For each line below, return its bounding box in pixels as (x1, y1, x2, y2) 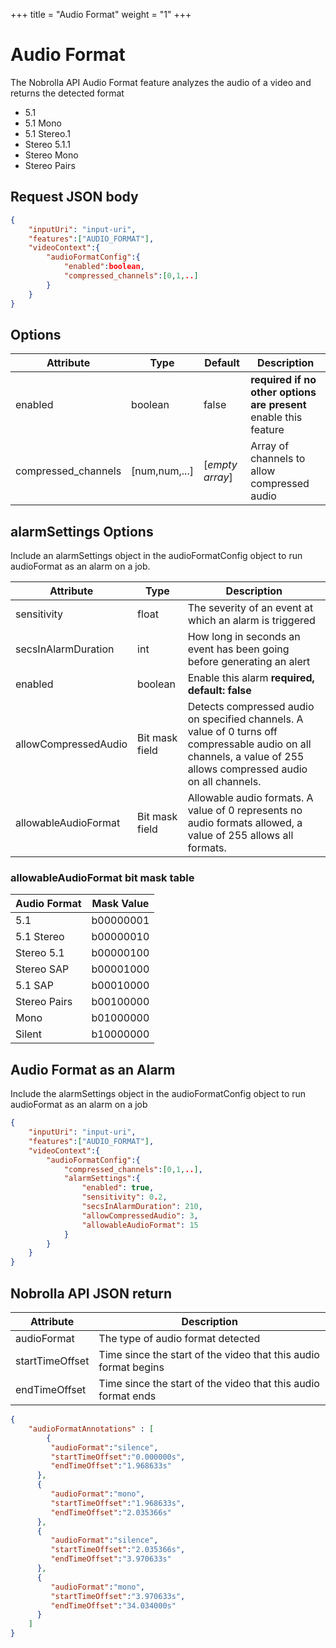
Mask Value (91, 897, 150, 911)
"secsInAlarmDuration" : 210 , (81, 1202, 203, 1212)
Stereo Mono (24, 149, 79, 161)
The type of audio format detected (98, 1332, 261, 1346)
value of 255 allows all (187, 829, 294, 843)
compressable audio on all (187, 737, 312, 751)
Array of (250, 439, 290, 453)
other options (250, 385, 317, 399)
